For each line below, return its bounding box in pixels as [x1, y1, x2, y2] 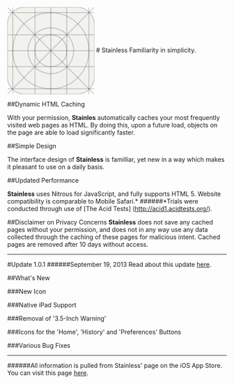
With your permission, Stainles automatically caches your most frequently [7, 114, 221, 121]
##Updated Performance [7, 176, 79, 184]
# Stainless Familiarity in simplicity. [95, 45, 196, 54]
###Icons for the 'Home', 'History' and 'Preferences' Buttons [7, 328, 182, 336]
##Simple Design [7, 142, 57, 150]
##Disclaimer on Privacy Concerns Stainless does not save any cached [7, 218, 214, 226]
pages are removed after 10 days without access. [7, 240, 148, 248]
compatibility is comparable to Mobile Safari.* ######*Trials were [7, 197, 198, 205]
